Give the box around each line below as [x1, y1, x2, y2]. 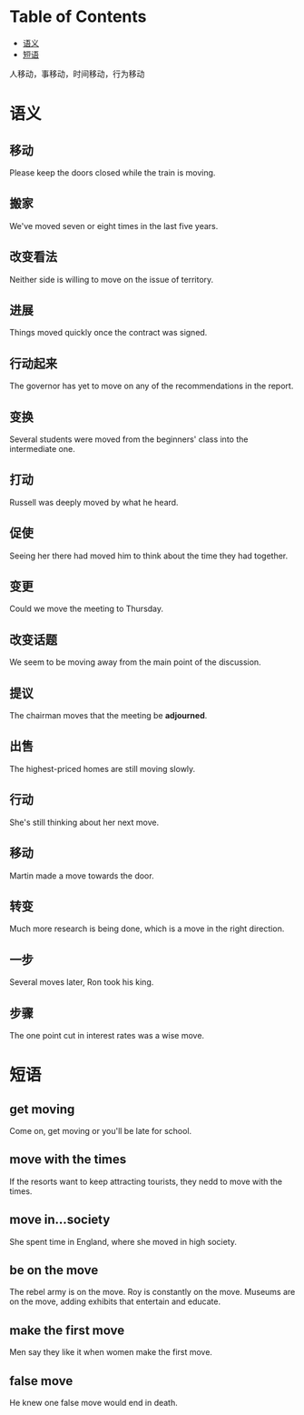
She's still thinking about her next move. [9, 817, 160, 828]
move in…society [9, 1212, 111, 1228]
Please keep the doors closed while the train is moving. [9, 166, 216, 178]
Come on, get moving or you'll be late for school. [9, 1125, 192, 1136]
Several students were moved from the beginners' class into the [9, 434, 249, 445]
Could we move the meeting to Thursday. [9, 603, 164, 615]
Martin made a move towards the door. [9, 870, 154, 881]
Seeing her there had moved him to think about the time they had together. [9, 550, 289, 561]
